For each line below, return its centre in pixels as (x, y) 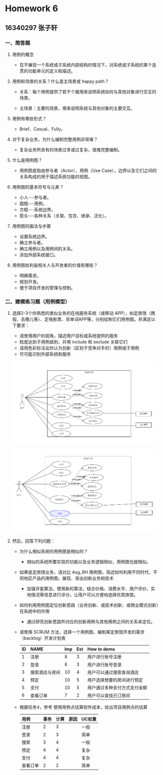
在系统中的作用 (34, 611)
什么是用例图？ (27, 160)
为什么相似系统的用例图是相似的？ (54, 551)
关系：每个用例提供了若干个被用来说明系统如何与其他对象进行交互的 (88, 91)
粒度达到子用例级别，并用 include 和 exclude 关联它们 (73, 342)
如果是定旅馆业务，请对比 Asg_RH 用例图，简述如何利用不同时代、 (86, 572)
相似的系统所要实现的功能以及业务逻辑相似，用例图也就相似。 (89, 561)
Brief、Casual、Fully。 (42, 129)
